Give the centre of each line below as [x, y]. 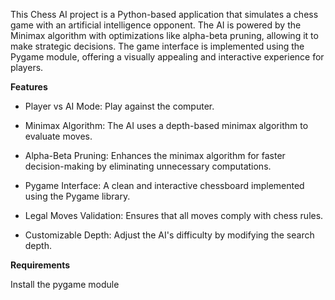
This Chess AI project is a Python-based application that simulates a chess [164, 14]
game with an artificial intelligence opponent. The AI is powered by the [156, 25]
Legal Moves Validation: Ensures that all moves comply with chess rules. [174, 215]
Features [29, 87]
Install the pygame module [65, 284]
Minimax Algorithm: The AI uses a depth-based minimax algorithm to [166, 125]
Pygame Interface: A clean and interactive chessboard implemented [164, 185]
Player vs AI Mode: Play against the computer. [119, 106]
